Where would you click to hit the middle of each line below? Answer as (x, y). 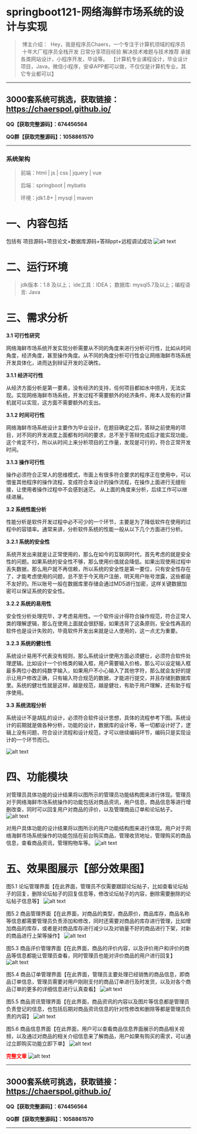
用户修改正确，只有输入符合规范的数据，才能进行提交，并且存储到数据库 (103, 677)
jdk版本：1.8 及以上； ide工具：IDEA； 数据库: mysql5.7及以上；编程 (103, 285)
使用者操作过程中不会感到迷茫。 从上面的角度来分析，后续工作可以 (102, 489)
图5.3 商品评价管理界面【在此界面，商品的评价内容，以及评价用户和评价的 (95, 948)
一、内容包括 (37, 224)
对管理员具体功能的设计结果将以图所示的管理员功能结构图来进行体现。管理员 (98, 794)
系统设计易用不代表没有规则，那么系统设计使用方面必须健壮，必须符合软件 (96, 656)
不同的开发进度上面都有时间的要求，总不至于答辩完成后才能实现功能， (106, 435)
